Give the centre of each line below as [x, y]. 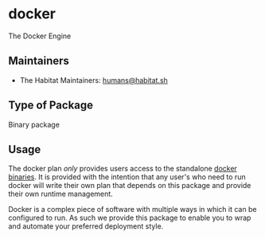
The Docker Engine [40, 36]
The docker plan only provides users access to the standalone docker [123, 169]
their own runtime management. [60, 194]
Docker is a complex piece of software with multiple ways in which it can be [132, 210]
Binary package [34, 124]
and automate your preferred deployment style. [86, 226]
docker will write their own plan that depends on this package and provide [130, 186]
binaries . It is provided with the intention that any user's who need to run [127, 177]
